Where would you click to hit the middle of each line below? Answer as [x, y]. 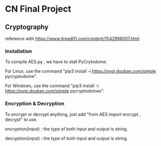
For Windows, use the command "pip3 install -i [52, 86]
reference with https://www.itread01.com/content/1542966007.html [72, 38]
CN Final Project [38, 9]
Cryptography [27, 27]
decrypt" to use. [21, 119]
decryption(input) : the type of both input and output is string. [66, 138]
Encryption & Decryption [35, 104]
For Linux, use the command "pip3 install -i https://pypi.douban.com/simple [80, 71]
